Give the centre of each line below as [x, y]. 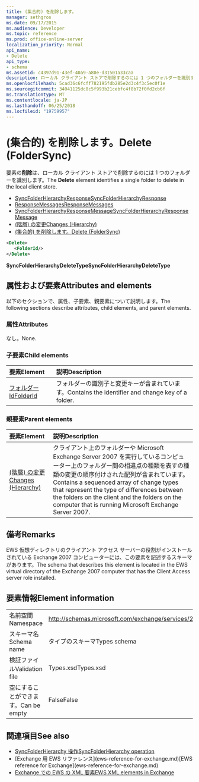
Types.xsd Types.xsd [77, 668]
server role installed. [31, 578]
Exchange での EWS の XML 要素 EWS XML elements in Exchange [94, 772]
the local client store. [32, 187]
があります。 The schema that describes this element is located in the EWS [97, 565]
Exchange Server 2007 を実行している [107, 457]
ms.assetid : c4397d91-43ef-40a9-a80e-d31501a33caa [70, 73]
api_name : [18, 51]
